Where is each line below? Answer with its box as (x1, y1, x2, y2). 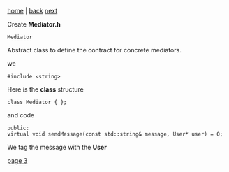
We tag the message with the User (7, 143, 107, 151)
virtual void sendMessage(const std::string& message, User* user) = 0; (7, 131, 223, 138)
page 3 (7, 157, 28, 164)
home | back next (7, 7, 58, 15)
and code (7, 111, 35, 119)
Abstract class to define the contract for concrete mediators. (7, 46, 182, 54)
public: (7, 124, 30, 131)
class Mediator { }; (7, 99, 68, 106)
